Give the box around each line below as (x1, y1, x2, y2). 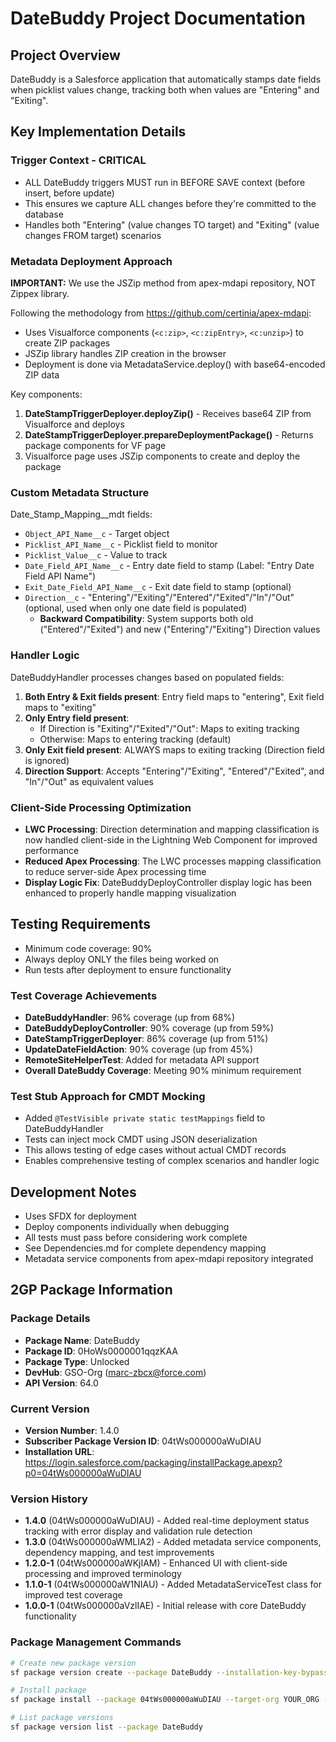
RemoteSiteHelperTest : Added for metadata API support (24, 1053, 260, 1066)
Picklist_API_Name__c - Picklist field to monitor (24, 538, 218, 551)
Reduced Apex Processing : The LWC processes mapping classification (24, 855, 322, 867)
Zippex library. (10, 287, 70, 299)
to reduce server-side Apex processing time (24, 865, 207, 877)
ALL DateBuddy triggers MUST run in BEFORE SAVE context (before (24, 176, 306, 188)
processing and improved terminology (24, 1568, 182, 1580)
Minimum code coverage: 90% (24, 942, 153, 954)
